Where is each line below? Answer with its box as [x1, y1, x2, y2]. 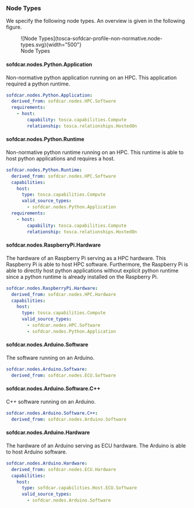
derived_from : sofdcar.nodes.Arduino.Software [11, 416, 127, 422]
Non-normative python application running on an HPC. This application [6, 74, 177, 81]
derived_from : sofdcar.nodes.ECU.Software [11, 372, 116, 379]
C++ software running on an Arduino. [6, 398, 96, 405]
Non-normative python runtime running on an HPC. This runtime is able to [6, 148, 184, 156]
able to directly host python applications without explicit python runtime [6, 267, 179, 274]
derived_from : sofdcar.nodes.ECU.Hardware [11, 466, 116, 472]
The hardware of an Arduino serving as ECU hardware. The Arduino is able [6, 442, 186, 449]
